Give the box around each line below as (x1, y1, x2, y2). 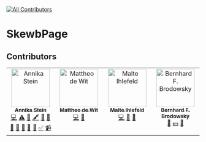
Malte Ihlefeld (110, 107, 145, 113)
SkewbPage (6, 27, 69, 41)
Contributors (6, 51, 57, 62)
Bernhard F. (161, 107, 190, 113)
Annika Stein (14, 107, 47, 113)
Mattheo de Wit (59, 107, 99, 113)
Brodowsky (161, 113, 190, 119)
